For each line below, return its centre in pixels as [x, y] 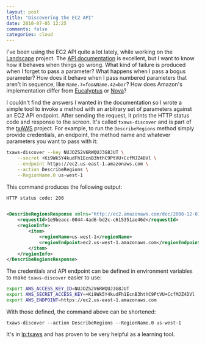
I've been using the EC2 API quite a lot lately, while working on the [89, 52]
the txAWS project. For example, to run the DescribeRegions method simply [100, 128]
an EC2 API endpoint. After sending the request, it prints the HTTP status [98, 116]
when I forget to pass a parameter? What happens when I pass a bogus [96, 71]
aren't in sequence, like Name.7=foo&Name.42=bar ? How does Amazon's [95, 84]
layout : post [23, 12]
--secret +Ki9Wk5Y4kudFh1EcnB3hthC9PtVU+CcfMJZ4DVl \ [87, 158]
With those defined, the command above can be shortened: [81, 312]
